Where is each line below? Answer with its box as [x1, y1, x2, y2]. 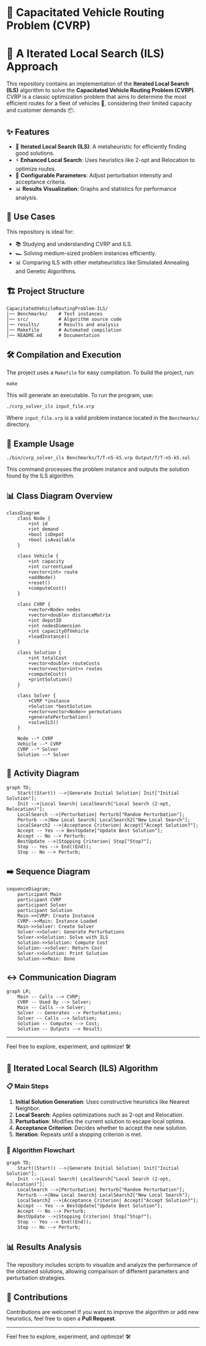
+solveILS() [28, 719, 59, 725]
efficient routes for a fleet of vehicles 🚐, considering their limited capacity [6, 99, 192, 107]
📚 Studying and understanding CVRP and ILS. [15, 240, 133, 247]
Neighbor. [15, 1105, 41, 1112]
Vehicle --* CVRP [17, 741, 62, 747]
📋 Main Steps [6, 1081, 49, 1090]
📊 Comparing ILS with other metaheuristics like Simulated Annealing [15, 258, 189, 266]
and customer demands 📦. [6, 107, 75, 114]
